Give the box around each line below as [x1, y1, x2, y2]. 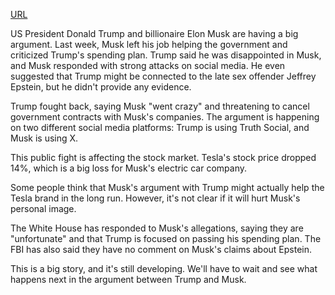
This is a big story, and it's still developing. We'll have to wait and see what [10, 263, 318, 274]
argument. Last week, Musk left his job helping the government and [10, 39, 288, 50]
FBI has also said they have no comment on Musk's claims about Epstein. [10, 244, 313, 255]
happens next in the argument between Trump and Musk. [10, 274, 247, 285]
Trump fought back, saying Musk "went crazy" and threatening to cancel [10, 100, 310, 112]
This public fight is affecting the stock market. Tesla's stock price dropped [10, 152, 317, 163]
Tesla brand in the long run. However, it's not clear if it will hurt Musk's [10, 192, 301, 204]
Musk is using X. [10, 132, 79, 144]
